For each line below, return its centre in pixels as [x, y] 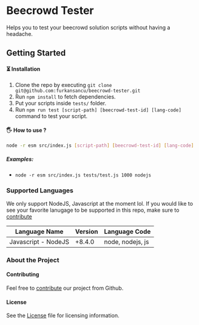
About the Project [33, 260]
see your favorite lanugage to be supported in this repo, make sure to [93, 210]
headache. [20, 33]
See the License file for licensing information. [63, 316]
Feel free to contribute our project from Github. [65, 288]
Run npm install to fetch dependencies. [66, 96]
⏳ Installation [23, 69]
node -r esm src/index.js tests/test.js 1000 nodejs [83, 175]
